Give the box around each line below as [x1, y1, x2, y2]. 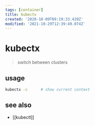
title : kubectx [5, 12, 37, 17]
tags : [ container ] [5, 7, 43, 12]
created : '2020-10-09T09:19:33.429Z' [5, 16, 84, 21]
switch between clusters [17, 59, 68, 65]
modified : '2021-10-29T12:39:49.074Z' [5, 21, 86, 26]
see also [5, 101, 32, 109]
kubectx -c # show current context [5, 87, 91, 92]
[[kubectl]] [12, 114, 34, 120]
